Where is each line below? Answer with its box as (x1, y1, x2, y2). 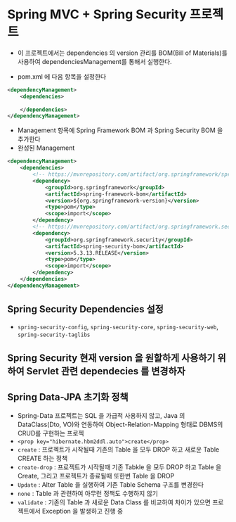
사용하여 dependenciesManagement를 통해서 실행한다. (17, 57, 172, 65)
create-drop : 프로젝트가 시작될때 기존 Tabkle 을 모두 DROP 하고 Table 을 (17, 462, 222, 471)
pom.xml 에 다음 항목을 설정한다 (17, 72, 107, 81)
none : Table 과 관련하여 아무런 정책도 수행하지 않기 (17, 489, 158, 497)
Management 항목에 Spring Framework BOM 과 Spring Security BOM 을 (17, 126, 223, 134)
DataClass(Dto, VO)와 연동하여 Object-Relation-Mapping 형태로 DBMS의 (17, 420, 223, 428)
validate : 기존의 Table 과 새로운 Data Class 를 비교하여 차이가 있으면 (17, 497, 211, 507)
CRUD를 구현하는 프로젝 (17, 428, 84, 437)
